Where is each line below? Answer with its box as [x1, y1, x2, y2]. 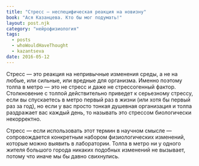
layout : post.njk [6, 20, 50, 26]
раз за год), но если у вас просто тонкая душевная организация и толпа [6, 102, 192, 109]
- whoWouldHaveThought [11, 43, 69, 49]
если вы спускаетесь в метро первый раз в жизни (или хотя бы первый [6, 96, 191, 103]
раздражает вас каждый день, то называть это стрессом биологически [6, 109, 192, 116]
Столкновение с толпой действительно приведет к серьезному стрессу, [6, 89, 194, 97]
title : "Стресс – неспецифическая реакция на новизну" [6, 8, 147, 15]
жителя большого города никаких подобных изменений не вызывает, [6, 146, 186, 153]
